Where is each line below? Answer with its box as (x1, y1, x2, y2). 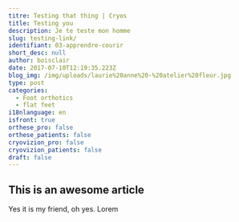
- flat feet (15, 101, 56, 109)
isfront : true (8, 116, 56, 124)
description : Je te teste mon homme (8, 26, 131, 34)
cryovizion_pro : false (8, 138, 84, 147)
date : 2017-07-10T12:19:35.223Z (8, 64, 116, 72)
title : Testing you (8, 19, 74, 27)
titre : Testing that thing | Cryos (8, 11, 128, 20)
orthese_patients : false (8, 131, 91, 139)
